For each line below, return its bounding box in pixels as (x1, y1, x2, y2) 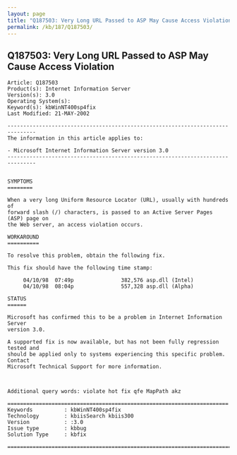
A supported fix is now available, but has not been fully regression (7, 339, 219, 346)
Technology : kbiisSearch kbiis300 (7, 413, 134, 420)
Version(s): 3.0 (7, 92, 55, 99)
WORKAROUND (7, 233, 39, 241)
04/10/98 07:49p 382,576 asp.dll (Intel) (23, 277, 194, 284)
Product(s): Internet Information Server (7, 85, 131, 92)
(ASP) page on (7, 215, 49, 222)
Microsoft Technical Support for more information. (7, 363, 162, 370)
